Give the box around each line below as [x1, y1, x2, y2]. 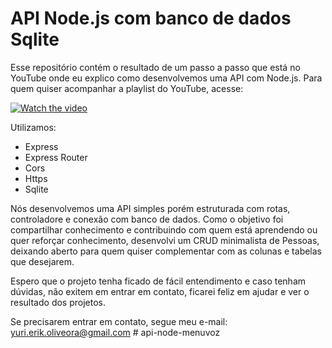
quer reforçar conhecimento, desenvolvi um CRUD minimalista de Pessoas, [10, 234, 320, 246]
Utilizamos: [10, 121, 57, 133]
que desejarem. [10, 255, 75, 267]
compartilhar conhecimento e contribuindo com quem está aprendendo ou [10, 223, 318, 236]
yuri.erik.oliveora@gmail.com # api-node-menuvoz [10, 326, 221, 338]
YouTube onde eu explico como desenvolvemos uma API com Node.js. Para [10, 72, 323, 84]
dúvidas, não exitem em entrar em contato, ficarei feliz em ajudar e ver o [10, 285, 310, 297]
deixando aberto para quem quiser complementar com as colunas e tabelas [10, 245, 323, 257]
